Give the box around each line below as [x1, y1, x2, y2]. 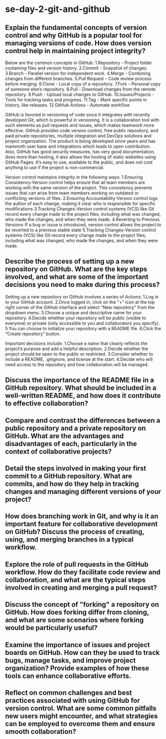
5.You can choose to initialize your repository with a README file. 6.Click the [5, 325, 161, 331]
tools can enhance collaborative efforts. [5, 671, 131, 680]
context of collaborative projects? [5, 447, 112, 456]
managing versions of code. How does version [5, 39, 152, 47]
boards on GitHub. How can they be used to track [5, 648, 160, 657]
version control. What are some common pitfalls [5, 704, 157, 712]
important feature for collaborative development [5, 520, 158, 528]
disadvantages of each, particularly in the [5, 439, 137, 448]
